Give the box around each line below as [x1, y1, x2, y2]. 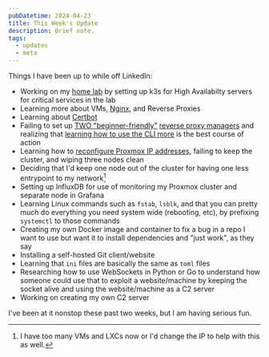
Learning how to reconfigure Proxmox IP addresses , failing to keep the [19, 146, 253, 156]
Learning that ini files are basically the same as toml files [19, 258, 211, 268]
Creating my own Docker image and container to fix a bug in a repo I [19, 224, 246, 233]
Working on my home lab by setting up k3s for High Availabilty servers [19, 87, 253, 96]
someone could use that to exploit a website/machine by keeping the [19, 275, 247, 285]
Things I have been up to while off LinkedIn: [8, 71, 153, 80]
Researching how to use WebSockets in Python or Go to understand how [19, 266, 261, 277]
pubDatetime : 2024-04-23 [8, 11, 91, 20]
